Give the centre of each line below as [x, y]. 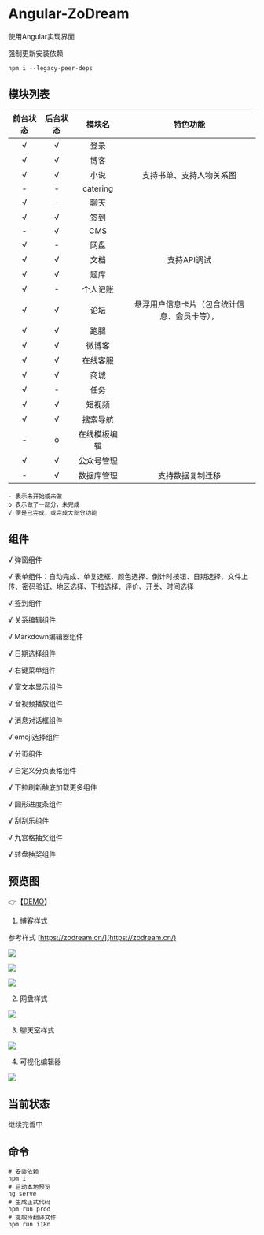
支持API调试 [190, 259]
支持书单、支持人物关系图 [189, 175]
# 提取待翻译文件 [32, 1218]
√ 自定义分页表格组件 [42, 770]
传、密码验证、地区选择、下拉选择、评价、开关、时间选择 [101, 586]
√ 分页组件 [25, 753]
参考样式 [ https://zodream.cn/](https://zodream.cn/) [92, 938]
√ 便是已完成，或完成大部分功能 [53, 513]
